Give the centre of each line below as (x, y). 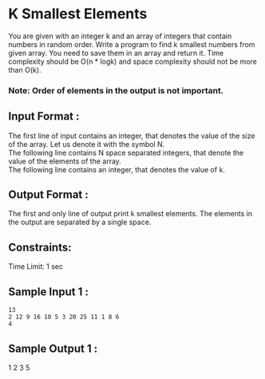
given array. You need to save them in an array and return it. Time (116, 53)
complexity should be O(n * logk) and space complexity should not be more (132, 61)
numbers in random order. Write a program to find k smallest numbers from (132, 44)
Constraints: (40, 247)
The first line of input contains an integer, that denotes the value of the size (132, 136)
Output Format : (49, 195)
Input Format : (44, 116)
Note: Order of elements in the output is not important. (116, 90)
